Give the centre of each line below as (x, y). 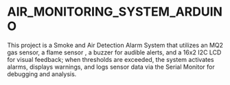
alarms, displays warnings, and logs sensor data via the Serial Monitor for (111, 67)
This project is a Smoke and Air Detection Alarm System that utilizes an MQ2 (115, 45)
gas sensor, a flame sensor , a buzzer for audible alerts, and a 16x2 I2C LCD (114, 52)
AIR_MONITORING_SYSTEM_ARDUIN (115, 12)
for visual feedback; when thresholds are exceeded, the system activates (111, 59)
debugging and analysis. (42, 74)
